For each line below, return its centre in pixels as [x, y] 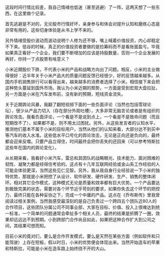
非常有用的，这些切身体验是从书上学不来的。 [50, 30]
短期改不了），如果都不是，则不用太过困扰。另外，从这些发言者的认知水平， [82, 123]
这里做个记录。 [33, 13]
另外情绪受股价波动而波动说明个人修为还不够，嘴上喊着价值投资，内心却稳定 [82, 40]
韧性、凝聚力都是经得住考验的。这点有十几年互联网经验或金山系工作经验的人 [82, 164]
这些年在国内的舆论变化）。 [32, 147]
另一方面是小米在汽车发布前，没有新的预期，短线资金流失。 [65, 94]
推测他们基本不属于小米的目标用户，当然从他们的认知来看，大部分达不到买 [80, 129]
